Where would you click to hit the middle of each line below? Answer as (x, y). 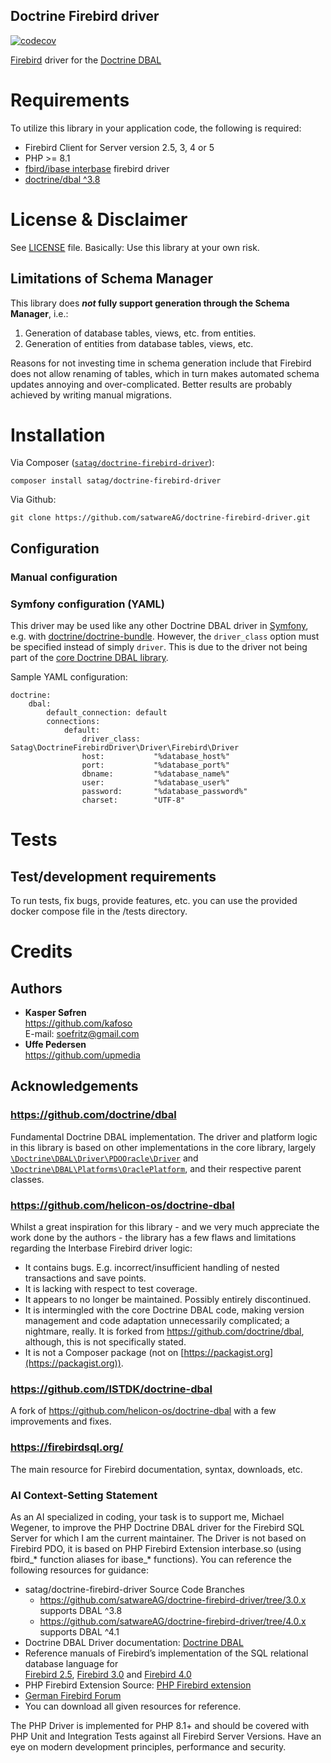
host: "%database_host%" (155, 757)
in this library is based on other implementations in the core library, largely (163, 1147)
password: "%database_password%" (164, 792)
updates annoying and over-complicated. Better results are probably (151, 384)
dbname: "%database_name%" (155, 774)
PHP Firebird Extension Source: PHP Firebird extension (138, 1685)
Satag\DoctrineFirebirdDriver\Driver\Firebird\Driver (125, 748)
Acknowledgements (74, 1086)
